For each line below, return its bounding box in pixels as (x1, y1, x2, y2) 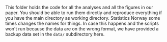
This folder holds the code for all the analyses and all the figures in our (5, 5, 154, 10)
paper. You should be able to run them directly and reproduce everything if (5, 10, 162, 16)
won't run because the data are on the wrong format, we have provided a (5, 26, 159, 32)
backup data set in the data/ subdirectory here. (5, 31, 105, 37)
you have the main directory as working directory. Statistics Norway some (5, 15, 160, 21)
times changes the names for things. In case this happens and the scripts (5, 20, 159, 26)
